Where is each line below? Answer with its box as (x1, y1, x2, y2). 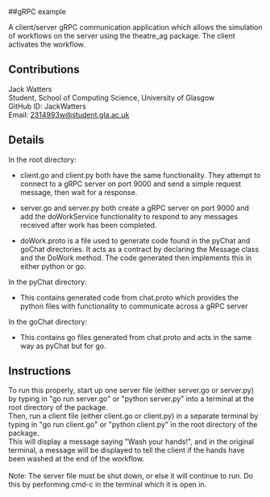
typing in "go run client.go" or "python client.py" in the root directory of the (8, 420, 258, 429)
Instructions (8, 364, 71, 378)
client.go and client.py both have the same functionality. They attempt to (19, 170, 261, 180)
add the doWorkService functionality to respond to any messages (19, 211, 239, 221)
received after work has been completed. (19, 220, 157, 230)
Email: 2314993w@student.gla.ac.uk (8, 110, 130, 119)
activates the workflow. (8, 39, 86, 49)
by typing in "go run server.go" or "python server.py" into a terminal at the (8, 394, 255, 404)
